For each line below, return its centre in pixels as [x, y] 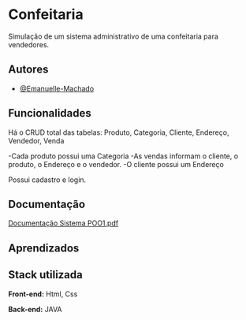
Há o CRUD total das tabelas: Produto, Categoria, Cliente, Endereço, [119, 132]
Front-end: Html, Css [43, 294]
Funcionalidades [50, 113]
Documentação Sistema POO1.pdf [63, 223]
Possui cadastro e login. [47, 180]
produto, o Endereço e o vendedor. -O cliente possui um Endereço [116, 164]
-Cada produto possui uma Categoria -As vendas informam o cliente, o [123, 156]
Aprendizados [44, 248]
